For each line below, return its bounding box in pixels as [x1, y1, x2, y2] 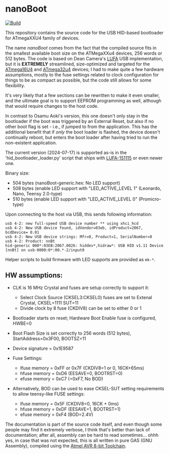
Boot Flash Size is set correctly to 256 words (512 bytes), [12, 330, 131, 336]
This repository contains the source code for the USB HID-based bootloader [5, 29, 164, 35]
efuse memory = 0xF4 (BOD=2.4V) [20, 411, 93, 418]
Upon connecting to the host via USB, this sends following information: [5, 211, 152, 217]
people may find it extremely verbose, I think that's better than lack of [5, 426, 150, 433]
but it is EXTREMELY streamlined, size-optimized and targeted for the [5, 61, 150, 67]
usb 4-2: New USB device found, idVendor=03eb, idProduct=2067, [5, 225, 143, 230]
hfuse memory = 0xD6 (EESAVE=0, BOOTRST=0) [20, 370, 123, 376]
